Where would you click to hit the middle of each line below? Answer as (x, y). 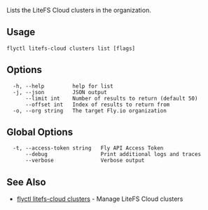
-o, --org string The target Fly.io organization (90, 111)
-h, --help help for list (63, 86)
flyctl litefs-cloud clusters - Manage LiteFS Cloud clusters (100, 199)
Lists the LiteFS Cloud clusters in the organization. (79, 10)
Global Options (40, 132)
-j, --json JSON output (60, 92)
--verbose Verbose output (85, 161)
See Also (26, 182)
